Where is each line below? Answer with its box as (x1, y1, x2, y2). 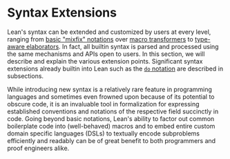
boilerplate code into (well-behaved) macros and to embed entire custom (7, 122, 215, 130)
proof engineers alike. (7, 144, 70, 152)
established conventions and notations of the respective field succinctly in (7, 107, 219, 115)
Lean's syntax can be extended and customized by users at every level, (7, 28, 211, 36)
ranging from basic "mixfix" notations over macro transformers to (7, 35, 193, 43)
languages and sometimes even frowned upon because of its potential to (7, 92, 215, 101)
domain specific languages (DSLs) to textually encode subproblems (7, 129, 200, 138)
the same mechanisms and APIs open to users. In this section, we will (7, 50, 205, 58)
